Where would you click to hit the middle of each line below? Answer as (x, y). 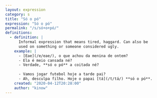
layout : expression (25, 10)
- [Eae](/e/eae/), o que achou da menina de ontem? (73, 56)
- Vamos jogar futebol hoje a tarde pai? (62, 74)
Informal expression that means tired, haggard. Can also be (83, 42)
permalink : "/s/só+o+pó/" (32, 28)
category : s (17, 14)
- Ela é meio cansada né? (45, 60)
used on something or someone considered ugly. (69, 47)
